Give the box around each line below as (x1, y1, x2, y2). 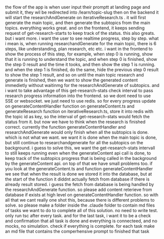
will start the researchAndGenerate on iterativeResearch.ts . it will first (5, 15, 146, 20)
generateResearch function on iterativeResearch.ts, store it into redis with (5, 108, 154, 114)
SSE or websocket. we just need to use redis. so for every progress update (5, 98, 156, 104)
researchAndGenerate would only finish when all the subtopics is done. (5, 130, 149, 135)
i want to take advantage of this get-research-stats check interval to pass (5, 88, 153, 93)
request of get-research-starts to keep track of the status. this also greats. (5, 30, 155, 36)
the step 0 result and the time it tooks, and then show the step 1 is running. (5, 61, 156, 67)
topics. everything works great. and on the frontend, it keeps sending (5, 25, 145, 31)
